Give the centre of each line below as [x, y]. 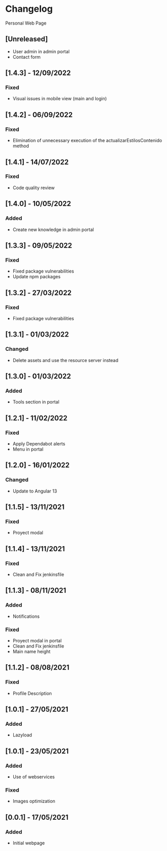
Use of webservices [34, 777]
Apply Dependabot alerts [39, 443]
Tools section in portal [36, 402]
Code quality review [34, 188]
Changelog [29, 9]
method [21, 146]
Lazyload [22, 735]
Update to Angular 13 [35, 491]
